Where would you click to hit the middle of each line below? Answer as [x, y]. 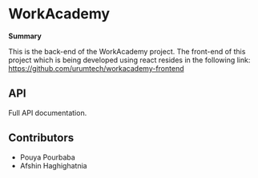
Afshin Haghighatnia [53, 165]
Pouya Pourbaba [48, 157]
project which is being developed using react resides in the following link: [129, 60]
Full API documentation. [48, 113]
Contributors [41, 138]
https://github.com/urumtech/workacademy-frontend [96, 68]
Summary [25, 36]
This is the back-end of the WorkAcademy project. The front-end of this [127, 51]
